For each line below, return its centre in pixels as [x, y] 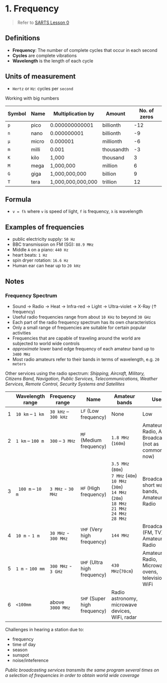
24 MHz [119, 513]
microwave [124, 605]
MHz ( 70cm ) [122, 571]
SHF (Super [93, 598]
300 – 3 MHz [62, 441]
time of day [24, 644]
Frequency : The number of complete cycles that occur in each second [85, 50]
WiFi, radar [124, 617]
